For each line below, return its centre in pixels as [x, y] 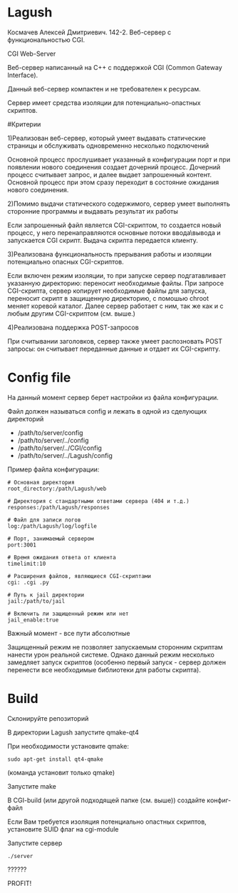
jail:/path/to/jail [36, 601]
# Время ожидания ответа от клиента [62, 557]
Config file [39, 378]
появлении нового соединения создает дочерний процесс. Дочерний [114, 167]
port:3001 [22, 545]
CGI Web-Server [32, 54]
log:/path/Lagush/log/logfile [52, 526]
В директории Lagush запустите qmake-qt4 [73, 732]
